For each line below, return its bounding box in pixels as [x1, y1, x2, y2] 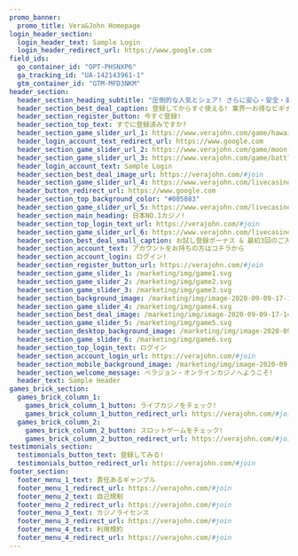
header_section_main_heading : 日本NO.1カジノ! [17, 210, 185, 220]
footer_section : [9, 467, 69, 476]
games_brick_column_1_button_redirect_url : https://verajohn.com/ [25, 409, 276, 418]
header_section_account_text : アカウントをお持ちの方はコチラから [17, 244, 246, 253]
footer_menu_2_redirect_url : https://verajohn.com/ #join [17, 500, 232, 509]
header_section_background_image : [17, 294, 145, 303]
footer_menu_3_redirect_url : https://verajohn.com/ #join [17, 517, 232, 526]
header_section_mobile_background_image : [17, 360, 173, 369]
